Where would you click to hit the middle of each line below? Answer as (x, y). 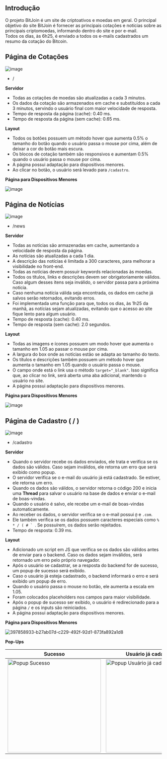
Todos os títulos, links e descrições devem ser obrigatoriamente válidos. (86, 277)
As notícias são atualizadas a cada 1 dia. (53, 256)
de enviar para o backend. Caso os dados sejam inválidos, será (77, 555)
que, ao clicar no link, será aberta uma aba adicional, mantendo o (79, 376)
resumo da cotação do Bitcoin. (37, 41)
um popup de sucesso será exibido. (49, 571)
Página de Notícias (35, 205)
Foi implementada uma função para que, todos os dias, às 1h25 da (80, 304)
